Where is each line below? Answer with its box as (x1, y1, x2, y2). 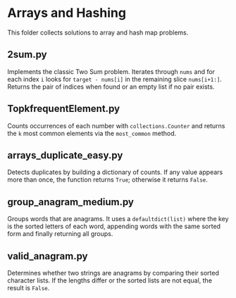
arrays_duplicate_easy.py (7, 149, 123, 161)
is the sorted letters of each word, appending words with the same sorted (7, 222, 221, 230)
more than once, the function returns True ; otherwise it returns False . (7, 175, 208, 184)
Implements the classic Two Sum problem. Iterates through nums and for (7, 67, 216, 75)
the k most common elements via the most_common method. (7, 129, 177, 137)
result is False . (7, 284, 50, 292)
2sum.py (7, 49, 47, 61)
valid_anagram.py (7, 250, 88, 262)
